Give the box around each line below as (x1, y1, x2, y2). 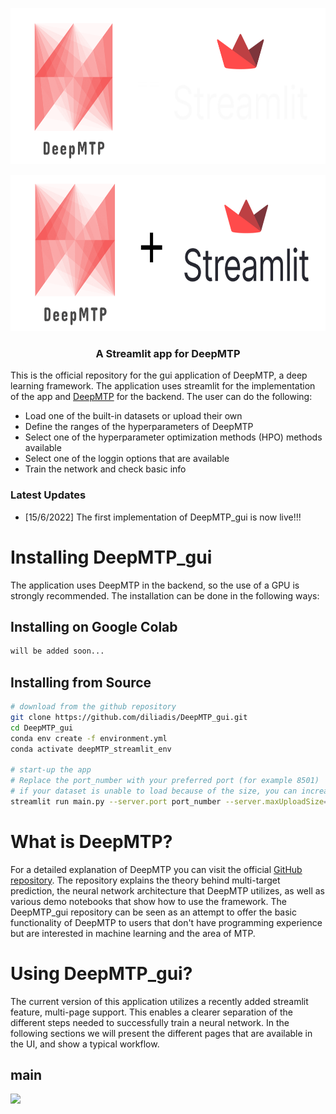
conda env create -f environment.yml (10, 733, 168, 743)
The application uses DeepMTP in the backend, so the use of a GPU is (10, 579, 300, 591)
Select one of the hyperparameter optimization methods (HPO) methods (24, 431, 323, 443)
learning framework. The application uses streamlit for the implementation (10, 380, 316, 392)
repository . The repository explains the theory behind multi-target (10, 874, 281, 886)
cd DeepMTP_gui (10, 723, 74, 733)
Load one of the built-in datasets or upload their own (24, 410, 243, 422)
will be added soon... (10, 646, 105, 657)
